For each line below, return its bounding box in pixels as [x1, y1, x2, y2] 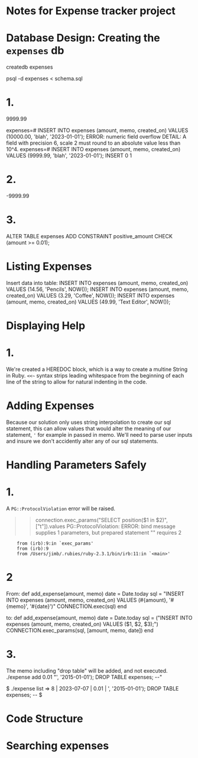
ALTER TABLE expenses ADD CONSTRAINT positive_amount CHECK [6, 232, 173, 239]
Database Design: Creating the [6, 31, 161, 45]
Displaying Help [6, 319, 86, 332]
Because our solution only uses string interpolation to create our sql [6, 418, 171, 426]
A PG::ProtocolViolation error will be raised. [6, 505, 116, 512]
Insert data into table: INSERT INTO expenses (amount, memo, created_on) [6, 279, 189, 286]
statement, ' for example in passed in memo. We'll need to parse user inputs [6, 431, 193, 438]
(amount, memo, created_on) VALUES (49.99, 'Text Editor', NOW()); [6, 298, 171, 305]
